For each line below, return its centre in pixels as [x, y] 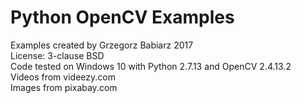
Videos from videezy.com [63, 77]
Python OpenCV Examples [122, 17]
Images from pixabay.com [64, 87]
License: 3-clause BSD [57, 55]
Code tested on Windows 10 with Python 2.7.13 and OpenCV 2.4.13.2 [151, 66]
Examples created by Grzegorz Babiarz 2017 [102, 45]
